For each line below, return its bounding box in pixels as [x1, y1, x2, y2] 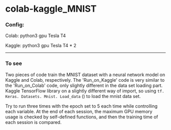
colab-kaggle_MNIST [5, 3, 97, 15]
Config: [5, 21, 24, 28]
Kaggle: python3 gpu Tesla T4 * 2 [5, 43, 77, 49]
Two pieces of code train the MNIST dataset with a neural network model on [5, 72, 165, 78]
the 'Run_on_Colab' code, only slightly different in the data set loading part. [5, 82, 163, 88]
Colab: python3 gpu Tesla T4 [5, 32, 66, 39]
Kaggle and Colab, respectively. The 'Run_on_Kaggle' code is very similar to [5, 77, 165, 83]
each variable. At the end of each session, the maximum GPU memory [5, 108, 153, 114]
